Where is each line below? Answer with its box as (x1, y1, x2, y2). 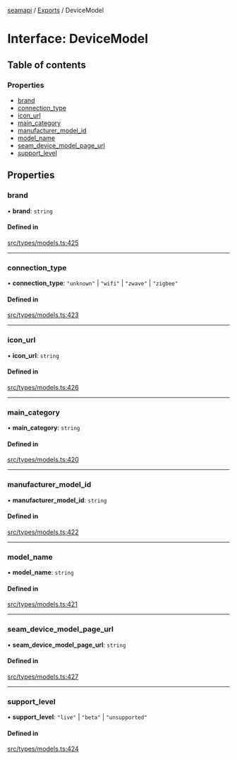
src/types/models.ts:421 (7, 600, 78, 609)
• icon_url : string (7, 351, 60, 359)
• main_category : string (7, 424, 80, 432)
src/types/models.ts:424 (7, 744, 79, 753)
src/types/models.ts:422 (7, 527, 79, 536)
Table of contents (7, 59, 86, 71)
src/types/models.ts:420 (7, 456, 79, 464)
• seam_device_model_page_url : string (7, 640, 126, 649)
